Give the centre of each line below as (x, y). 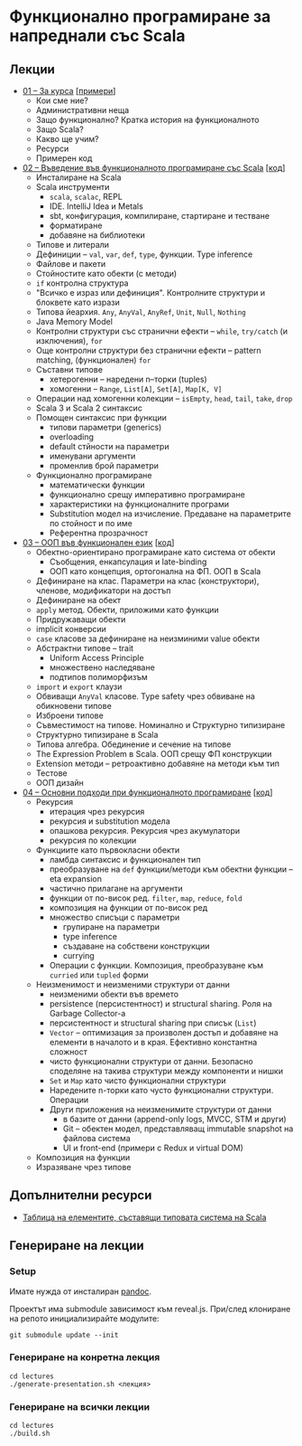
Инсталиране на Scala (78, 177)
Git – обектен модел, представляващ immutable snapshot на (178, 1129)
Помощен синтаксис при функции (101, 417)
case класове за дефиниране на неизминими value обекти (147, 638)
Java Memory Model (74, 321)
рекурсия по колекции (93, 840)
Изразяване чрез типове (83, 1167)
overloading (72, 437)
